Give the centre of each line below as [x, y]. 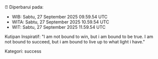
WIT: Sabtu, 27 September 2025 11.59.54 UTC [59, 27]
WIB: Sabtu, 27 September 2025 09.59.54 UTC [59, 17]
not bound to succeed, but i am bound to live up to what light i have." [75, 42]
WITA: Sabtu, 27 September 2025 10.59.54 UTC [60, 22]
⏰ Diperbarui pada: [24, 7]
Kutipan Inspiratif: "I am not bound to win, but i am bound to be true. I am [79, 37]
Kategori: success [23, 51]
